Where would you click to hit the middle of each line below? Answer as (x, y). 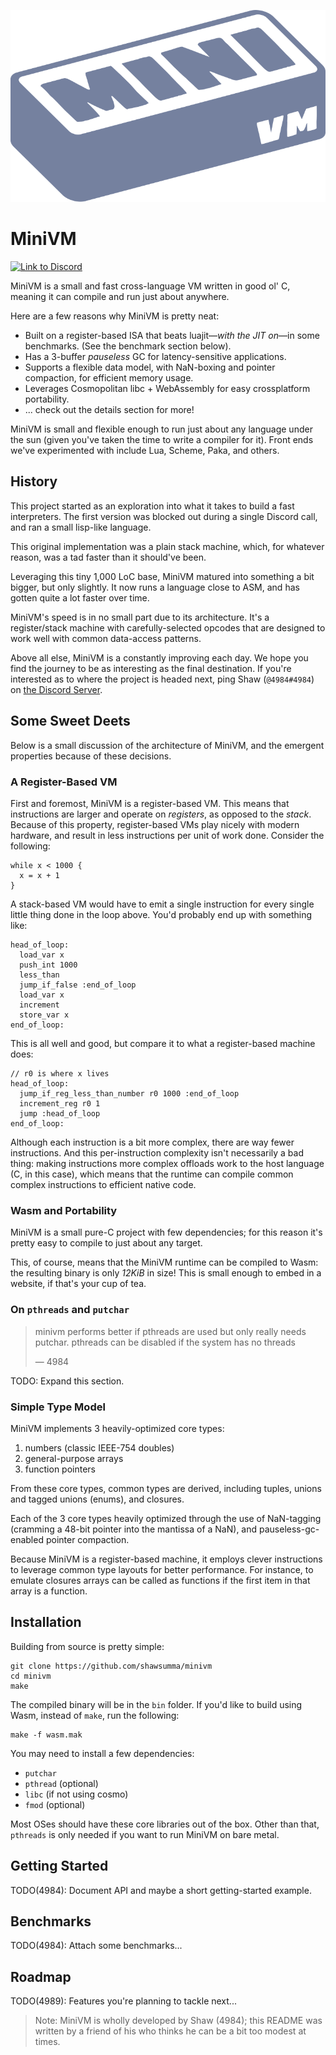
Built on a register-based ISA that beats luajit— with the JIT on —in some (172, 336)
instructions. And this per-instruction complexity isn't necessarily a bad (157, 1152)
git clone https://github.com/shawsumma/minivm (111, 1666)
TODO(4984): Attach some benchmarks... (96, 1946)
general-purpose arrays (74, 1458)
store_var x (44, 1015)
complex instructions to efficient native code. (103, 1184)
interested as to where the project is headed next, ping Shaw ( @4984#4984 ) (162, 679)
